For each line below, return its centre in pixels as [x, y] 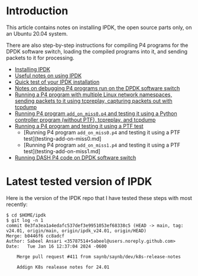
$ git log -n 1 [25, 220]
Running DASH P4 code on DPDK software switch [75, 157]
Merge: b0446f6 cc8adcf [35, 236]
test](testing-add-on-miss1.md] [62, 151]
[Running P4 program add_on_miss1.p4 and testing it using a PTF [102, 145]
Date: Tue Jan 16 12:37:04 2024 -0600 [57, 246]
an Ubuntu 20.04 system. [37, 33]
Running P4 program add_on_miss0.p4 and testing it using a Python [96, 113]
